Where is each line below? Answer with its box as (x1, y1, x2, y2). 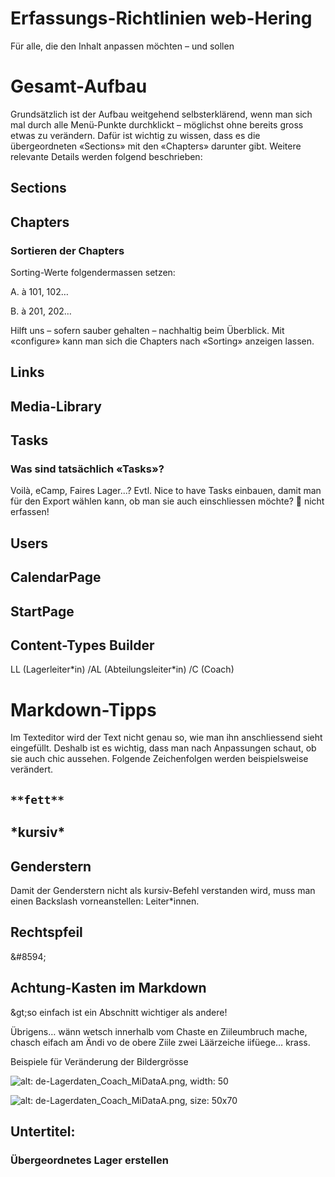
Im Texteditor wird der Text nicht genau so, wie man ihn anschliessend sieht (10, 732, 323, 744)
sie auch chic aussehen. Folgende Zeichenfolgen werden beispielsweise (10, 753, 309, 765)
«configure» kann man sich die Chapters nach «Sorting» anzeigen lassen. (10, 335, 315, 347)
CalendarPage (10, 569, 102, 586)
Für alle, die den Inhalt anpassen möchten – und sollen (10, 40, 235, 52)
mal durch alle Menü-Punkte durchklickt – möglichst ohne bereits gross (10, 118, 304, 131)
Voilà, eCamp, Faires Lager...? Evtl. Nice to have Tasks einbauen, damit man (10, 485, 322, 497)
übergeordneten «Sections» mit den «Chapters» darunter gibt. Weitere (10, 140, 302, 152)
